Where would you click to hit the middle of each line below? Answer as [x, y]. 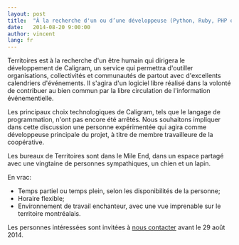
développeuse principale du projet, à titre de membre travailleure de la [110, 135]
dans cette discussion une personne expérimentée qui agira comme [107, 127]
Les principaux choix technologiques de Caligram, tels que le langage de [114, 112]
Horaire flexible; [41, 199]
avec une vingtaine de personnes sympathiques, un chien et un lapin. [109, 163]
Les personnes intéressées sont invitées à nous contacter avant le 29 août [116, 227]
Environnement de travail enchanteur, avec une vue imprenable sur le [119, 206]
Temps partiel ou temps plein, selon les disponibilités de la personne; [119, 191]
